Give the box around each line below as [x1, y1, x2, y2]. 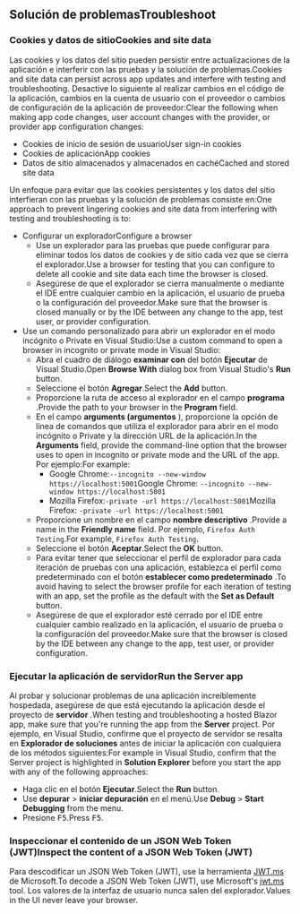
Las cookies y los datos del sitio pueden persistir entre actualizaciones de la [9, 54, 290, 65]
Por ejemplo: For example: [35, 459, 131, 470]
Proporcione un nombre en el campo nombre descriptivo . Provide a [35, 514, 287, 525]
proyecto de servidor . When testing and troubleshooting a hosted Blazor [9, 709, 278, 720]
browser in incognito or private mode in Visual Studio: [21, 344, 221, 355]
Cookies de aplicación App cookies [21, 148, 150, 159]
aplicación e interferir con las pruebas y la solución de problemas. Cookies [9, 64, 283, 74]
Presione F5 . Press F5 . [21, 812, 105, 823]
